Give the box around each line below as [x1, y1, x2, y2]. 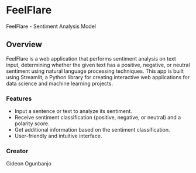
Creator [6, 147, 29, 155]
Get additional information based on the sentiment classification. [14, 126, 171, 133]
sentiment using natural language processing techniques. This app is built [6, 68, 184, 75]
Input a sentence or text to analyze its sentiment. [14, 108, 133, 115]
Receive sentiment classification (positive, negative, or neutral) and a [14, 114, 181, 121]
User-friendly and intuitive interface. [14, 132, 102, 140]
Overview [6, 40, 43, 50]
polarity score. [14, 120, 50, 127]
